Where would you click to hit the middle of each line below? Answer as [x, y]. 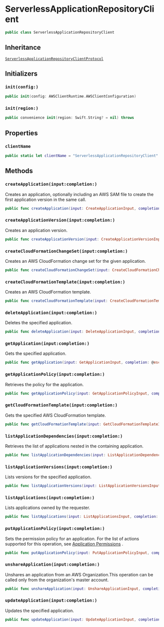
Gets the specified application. [36, 353]
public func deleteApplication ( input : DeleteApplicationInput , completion [83, 332]
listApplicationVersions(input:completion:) [59, 467]
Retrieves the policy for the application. [44, 384]
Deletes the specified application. [39, 323]
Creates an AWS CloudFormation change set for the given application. [76, 261]
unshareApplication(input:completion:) [52, 565]
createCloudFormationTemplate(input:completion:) [65, 282]
